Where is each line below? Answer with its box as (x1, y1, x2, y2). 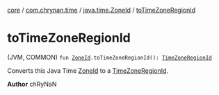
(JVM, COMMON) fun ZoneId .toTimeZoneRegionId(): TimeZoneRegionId (7, 53, 212, 61)
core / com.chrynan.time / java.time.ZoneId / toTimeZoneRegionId (7, 6, 196, 14)
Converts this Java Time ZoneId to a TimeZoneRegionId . (7, 66, 169, 75)
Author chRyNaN (7, 80, 57, 88)
